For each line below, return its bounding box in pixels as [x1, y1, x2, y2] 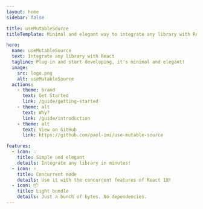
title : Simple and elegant [17, 154, 85, 161]
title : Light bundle [17, 188, 69, 194]
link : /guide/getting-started [22, 98, 98, 105]
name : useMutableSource [11, 48, 71, 54]
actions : [11, 81, 34, 88]
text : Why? [22, 110, 50, 116]
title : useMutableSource [6, 25, 69, 32]
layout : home [6, 8, 39, 15]
